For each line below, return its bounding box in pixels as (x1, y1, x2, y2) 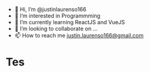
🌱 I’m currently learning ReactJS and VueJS (14, 19, 125, 25)
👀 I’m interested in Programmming (14, 12, 100, 19)
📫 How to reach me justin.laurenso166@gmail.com (14, 32, 144, 39)
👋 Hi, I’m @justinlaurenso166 (14, 6, 87, 13)
